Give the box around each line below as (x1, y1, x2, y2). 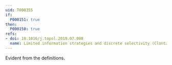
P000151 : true (10, 17, 40, 22)
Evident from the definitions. (5, 55, 65, 61)
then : (5, 21, 17, 27)
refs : (5, 31, 17, 36)
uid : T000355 (5, 7, 33, 13)
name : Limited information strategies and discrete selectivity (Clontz (10, 41, 168, 46)
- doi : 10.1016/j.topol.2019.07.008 (5, 36, 83, 41)
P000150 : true (10, 27, 40, 32)
